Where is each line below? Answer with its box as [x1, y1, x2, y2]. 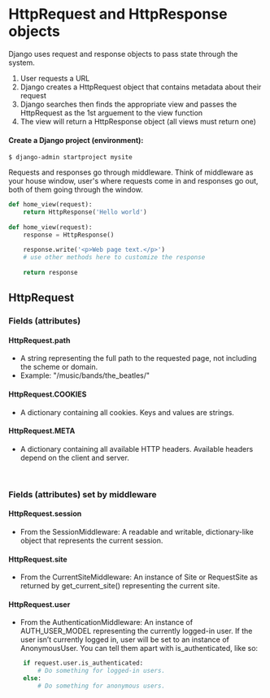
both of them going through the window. [8, 184, 144, 195]
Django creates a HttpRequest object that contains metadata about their [20, 82, 262, 92]
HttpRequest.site [8, 554, 67, 564]
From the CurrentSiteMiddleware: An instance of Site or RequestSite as [20, 572, 259, 582]
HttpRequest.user [8, 599, 71, 609]
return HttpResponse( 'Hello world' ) [23, 208, 148, 216]
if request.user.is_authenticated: [23, 659, 144, 667]
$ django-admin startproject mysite [8, 154, 133, 162]
